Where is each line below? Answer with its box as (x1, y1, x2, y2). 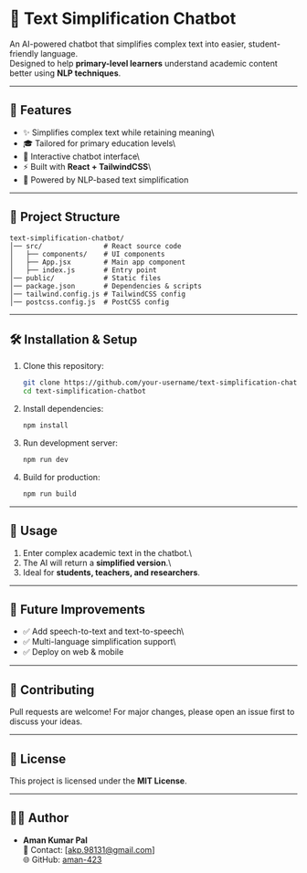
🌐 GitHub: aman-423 (22, 854, 102, 865)
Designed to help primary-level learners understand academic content (9, 58, 279, 68)
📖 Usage (9, 523, 58, 539)
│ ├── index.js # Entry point (9, 265, 157, 275)
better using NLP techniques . (9, 68, 122, 79)
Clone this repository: (22, 361, 104, 372)
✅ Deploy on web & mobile (22, 647, 124, 657)
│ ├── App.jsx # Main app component (9, 258, 185, 267)
